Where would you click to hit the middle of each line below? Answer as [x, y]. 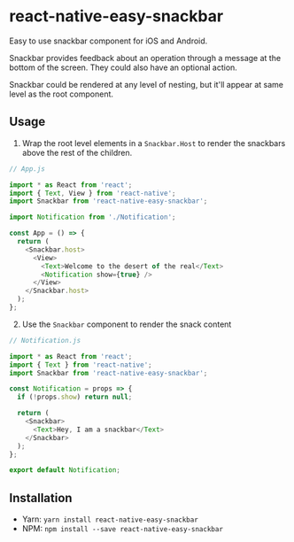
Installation [41, 498]
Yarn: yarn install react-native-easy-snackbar [110, 519]
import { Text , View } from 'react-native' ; [93, 193]
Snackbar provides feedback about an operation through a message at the [145, 58]
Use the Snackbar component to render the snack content [127, 324]
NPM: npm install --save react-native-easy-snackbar [123, 529]
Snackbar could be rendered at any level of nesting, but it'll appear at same [147, 84]
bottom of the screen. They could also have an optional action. [123, 67]
